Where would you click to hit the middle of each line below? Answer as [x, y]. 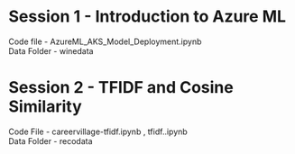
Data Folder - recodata [51, 140]
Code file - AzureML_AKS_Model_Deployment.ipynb [105, 41]
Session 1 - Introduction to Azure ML [147, 17]
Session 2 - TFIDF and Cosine [121, 88]
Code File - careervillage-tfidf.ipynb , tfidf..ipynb [98, 131]
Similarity [45, 107]
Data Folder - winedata [51, 50]
